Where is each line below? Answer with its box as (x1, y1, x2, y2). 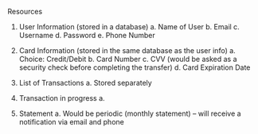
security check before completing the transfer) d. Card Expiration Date (18, 63, 251, 72)
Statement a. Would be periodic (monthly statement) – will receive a (18, 109, 241, 118)
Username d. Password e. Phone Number (18, 31, 156, 40)
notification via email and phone (18, 117, 124, 126)
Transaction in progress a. (18, 94, 105, 102)
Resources (7, 7, 43, 16)
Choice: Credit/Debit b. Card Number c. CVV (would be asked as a (18, 55, 237, 63)
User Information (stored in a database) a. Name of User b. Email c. (18, 22, 240, 31)
